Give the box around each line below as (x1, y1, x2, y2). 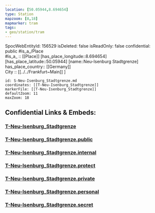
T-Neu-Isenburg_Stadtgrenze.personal (5, 188, 100, 195)
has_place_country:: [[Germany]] (5, 64, 71, 70)
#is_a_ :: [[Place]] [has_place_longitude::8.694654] (5, 53, 107, 59)
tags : (5, 25, 16, 30)
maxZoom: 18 (5, 95, 29, 100)
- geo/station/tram (5, 30, 45, 35)
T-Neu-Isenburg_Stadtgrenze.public (5, 136, 93, 143)
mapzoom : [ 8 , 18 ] (5, 16, 38, 21)
